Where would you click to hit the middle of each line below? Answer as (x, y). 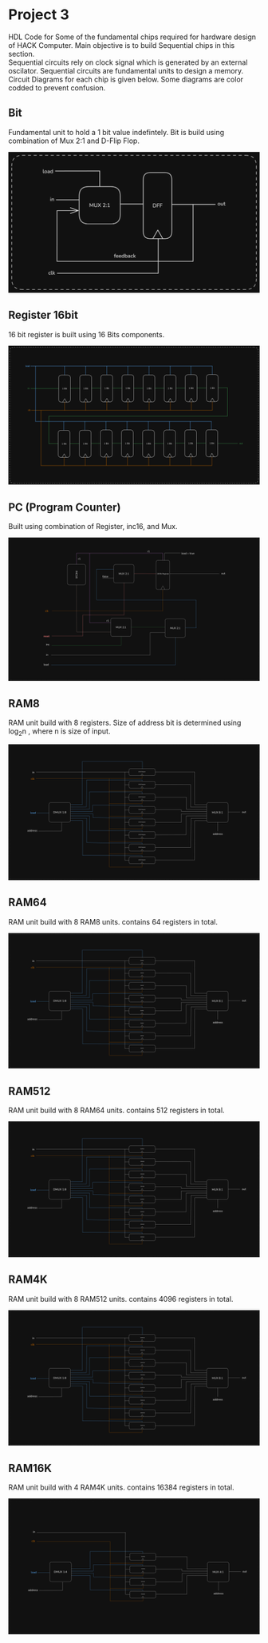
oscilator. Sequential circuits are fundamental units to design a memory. (126, 70)
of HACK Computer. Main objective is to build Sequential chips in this (122, 45)
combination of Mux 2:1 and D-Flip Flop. (74, 141)
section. (22, 54)
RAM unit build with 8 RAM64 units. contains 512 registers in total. (116, 1110)
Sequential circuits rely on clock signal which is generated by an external (128, 62)
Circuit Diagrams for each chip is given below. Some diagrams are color (126, 79)
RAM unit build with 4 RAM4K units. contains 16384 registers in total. (121, 1487)
